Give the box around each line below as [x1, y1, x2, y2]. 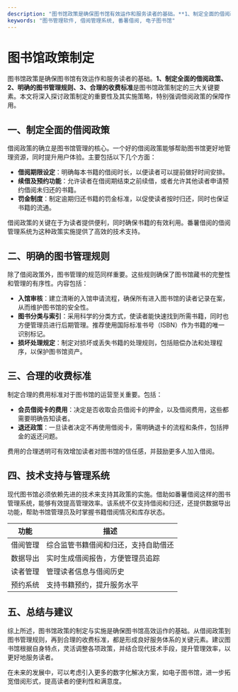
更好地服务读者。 [7, 653, 57, 662]
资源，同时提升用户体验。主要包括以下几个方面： [13, 153, 157, 162]
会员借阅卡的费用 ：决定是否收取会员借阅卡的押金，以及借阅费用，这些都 [17, 405, 229, 413]
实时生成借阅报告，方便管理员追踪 [46, 553, 161, 563]
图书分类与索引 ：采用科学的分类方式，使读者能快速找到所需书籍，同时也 [17, 312, 229, 320]
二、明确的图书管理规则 [7, 250, 110, 262]
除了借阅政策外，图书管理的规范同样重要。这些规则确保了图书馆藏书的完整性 [7, 270, 231, 279]
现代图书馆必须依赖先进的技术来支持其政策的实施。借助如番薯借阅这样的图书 [7, 490, 231, 498]
